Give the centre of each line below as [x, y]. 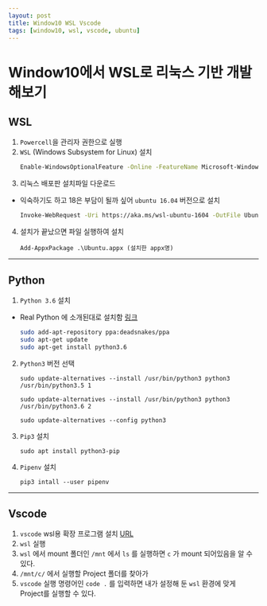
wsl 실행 [33, 544]
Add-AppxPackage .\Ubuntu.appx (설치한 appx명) [97, 248]
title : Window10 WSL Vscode [55, 23]
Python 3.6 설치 [45, 300]
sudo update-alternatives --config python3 [93, 420]
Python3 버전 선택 [47, 363]
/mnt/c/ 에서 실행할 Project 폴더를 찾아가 [84, 573]
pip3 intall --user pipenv [64, 482]
